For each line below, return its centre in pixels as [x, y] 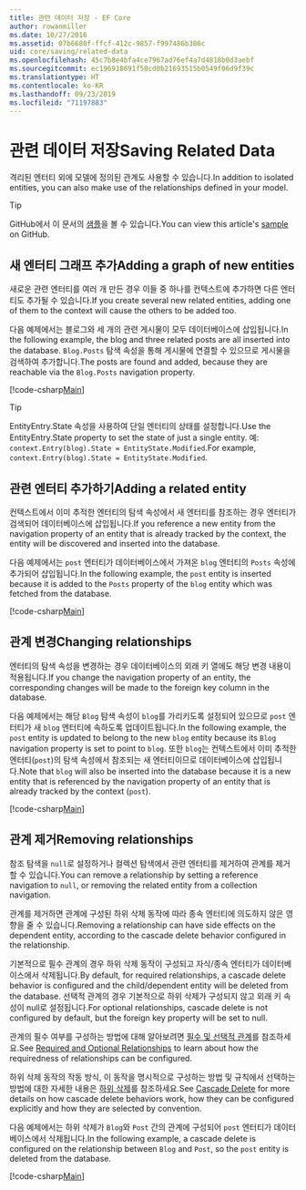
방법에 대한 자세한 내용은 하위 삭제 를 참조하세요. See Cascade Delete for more [150, 1088]
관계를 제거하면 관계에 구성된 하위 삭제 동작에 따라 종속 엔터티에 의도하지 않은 [147, 913]
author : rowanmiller [49, 26]
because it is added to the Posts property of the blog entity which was [141, 583]
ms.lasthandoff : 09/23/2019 [63, 94]
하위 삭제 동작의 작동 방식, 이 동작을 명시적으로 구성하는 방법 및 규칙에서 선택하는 [153, 1077]
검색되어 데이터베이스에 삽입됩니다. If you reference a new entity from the [143, 523]
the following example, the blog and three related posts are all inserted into [150, 340]
